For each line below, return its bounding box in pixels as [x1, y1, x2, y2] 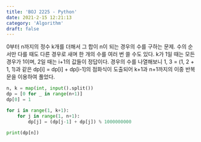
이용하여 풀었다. [17, 73, 55, 80]
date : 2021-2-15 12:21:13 [6, 15, 72, 21]
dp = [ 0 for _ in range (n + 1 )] [6, 91, 83, 97]
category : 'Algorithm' [6, 20, 64, 26]
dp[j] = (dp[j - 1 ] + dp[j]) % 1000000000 [28, 118, 132, 124]
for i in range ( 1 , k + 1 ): [6, 107, 69, 114]
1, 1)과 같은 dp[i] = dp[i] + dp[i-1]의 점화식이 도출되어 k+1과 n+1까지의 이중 [6, 66, 184, 73]
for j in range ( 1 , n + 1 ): [17, 113, 80, 119]
